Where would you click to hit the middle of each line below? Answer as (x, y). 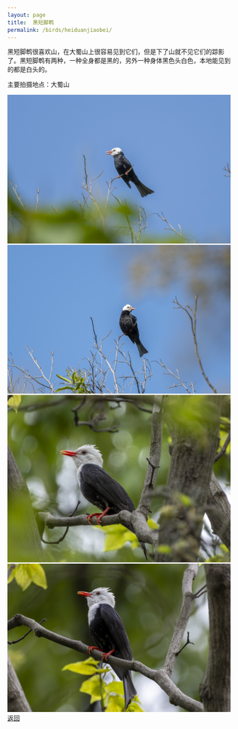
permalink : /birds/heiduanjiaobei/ (60, 30)
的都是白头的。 (29, 69)
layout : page (27, 15)
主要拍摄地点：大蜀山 (38, 84)
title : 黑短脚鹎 (31, 22)
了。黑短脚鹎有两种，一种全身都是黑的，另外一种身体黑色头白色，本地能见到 (119, 61)
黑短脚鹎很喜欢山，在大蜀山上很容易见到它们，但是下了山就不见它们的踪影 (116, 52)
